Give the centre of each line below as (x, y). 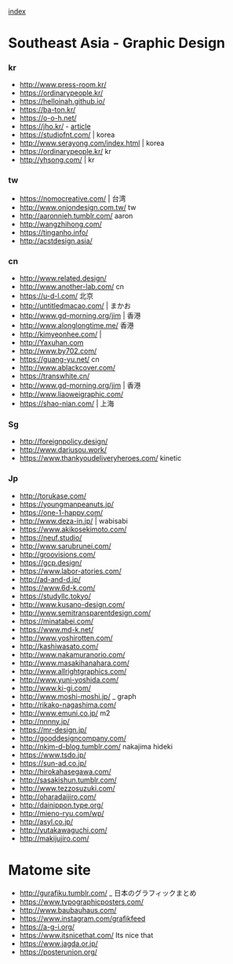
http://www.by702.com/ (58, 351)
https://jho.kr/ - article (55, 127)
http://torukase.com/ (53, 495)
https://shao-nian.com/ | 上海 (67, 403)
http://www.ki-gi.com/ (55, 688)
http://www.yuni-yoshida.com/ (69, 679)
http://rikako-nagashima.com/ (67, 705)
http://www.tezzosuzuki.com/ (67, 788)
